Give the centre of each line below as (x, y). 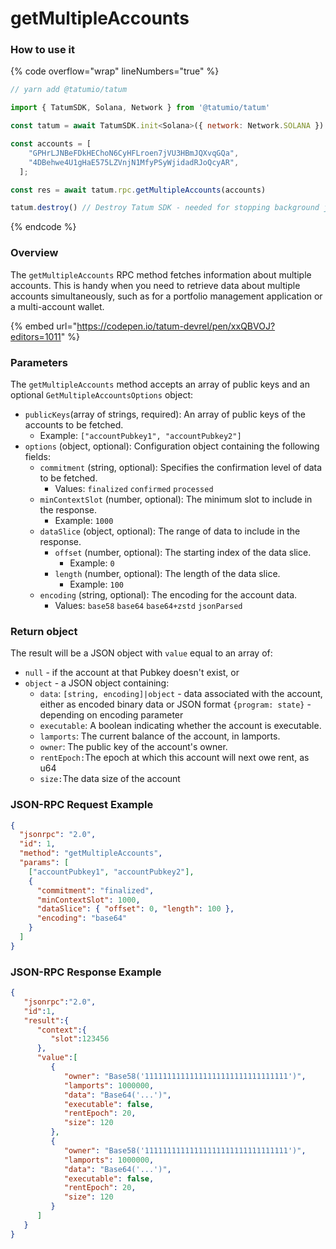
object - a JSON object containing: (97, 683)
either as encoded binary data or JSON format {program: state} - (175, 704)
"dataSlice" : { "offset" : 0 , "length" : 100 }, (135, 909)
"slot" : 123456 (80, 1039)
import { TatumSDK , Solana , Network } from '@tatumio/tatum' (140, 108)
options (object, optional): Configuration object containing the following (172, 446)
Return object (44, 631)
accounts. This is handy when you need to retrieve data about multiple (155, 285)
